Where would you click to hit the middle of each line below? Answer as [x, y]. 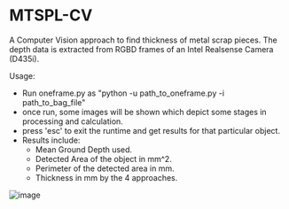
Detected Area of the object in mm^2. [104, 159]
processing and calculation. [73, 121]
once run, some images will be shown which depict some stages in [144, 112]
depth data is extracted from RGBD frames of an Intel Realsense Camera [141, 49]
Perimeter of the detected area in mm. [105, 168]
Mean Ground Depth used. [84, 149]
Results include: [51, 140]
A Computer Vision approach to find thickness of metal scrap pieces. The [143, 40]
